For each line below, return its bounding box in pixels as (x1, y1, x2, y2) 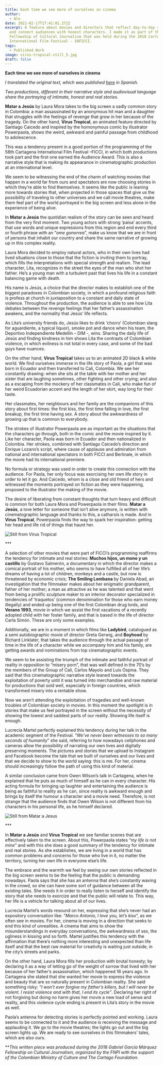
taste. (5, 392, 16, 397)
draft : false (5, 57, 32, 62)
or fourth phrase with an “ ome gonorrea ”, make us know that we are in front (5, 230, 157, 236)
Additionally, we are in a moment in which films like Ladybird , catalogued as (5, 627, 157, 633)
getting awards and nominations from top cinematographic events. (5, 647, 138, 653)
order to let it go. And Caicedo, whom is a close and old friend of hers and (5, 477, 153, 482)
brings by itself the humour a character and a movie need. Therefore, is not (5, 793, 155, 799)
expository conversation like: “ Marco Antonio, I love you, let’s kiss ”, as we (5, 913, 152, 919)
